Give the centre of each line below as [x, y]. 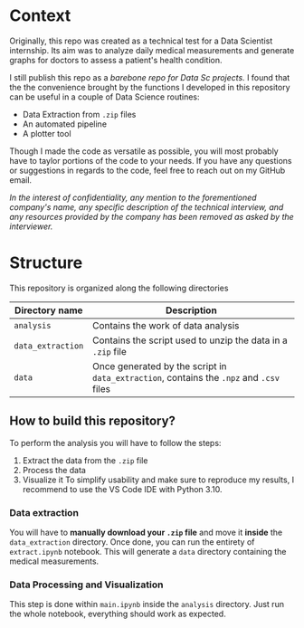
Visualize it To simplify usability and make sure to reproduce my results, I [158, 480]
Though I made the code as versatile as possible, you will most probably [144, 151]
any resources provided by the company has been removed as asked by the [152, 216]
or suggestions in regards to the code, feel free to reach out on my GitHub [147, 170]
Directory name [49, 310]
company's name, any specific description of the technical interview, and [147, 207]
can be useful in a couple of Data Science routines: [104, 97]
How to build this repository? [93, 421]
